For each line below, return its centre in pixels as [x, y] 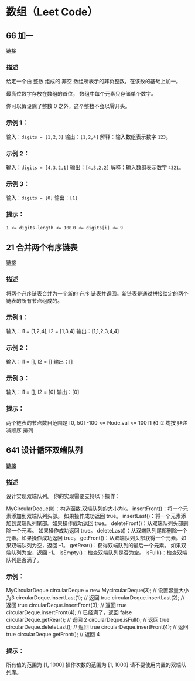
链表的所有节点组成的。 [34, 300]
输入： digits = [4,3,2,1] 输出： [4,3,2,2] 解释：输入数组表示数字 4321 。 [95, 167]
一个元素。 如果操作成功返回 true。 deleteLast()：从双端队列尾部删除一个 [99, 530]
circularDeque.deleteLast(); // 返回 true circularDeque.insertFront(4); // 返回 [97, 627]
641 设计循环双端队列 [45, 450]
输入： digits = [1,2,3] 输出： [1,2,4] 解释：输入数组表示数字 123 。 [88, 137]
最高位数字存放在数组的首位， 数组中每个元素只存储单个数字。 [81, 94]
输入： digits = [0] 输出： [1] [42, 198]
